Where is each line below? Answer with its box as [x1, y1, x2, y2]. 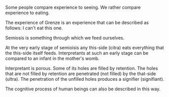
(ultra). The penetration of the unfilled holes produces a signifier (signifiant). [5, 76, 164, 82]
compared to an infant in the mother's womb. [5, 55, 100, 61]
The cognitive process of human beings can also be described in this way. [5, 86, 161, 92]
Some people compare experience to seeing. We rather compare [5, 5, 141, 10]
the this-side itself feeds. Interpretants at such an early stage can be [5, 50, 149, 56]
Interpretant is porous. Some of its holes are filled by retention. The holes [5, 66, 158, 71]
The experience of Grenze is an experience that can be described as [5, 20, 149, 25]
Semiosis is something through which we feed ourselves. [5, 35, 125, 41]
